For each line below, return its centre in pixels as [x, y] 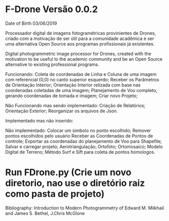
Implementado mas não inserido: [39, 120]
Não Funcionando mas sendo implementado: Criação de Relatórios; [75, 105]
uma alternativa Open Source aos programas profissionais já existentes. [80, 43]
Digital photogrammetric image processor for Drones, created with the [78, 54]
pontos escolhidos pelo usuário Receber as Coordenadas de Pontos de [79, 136]
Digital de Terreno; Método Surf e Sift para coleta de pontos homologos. [80, 152]
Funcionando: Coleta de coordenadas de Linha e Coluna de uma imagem [81, 74]
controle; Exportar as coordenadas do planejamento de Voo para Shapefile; [84, 141]
